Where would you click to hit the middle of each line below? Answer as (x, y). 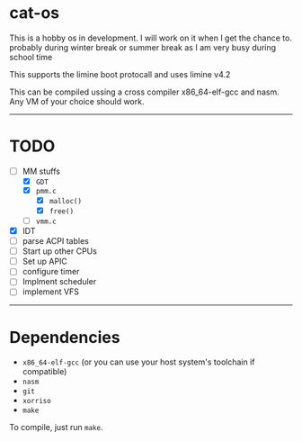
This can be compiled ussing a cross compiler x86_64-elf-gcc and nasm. (145, 92)
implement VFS (50, 292)
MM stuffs (41, 171)
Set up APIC (44, 261)
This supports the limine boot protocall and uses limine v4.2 (120, 74)
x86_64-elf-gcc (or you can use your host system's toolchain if (138, 362)
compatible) (44, 372)
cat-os (35, 13)
